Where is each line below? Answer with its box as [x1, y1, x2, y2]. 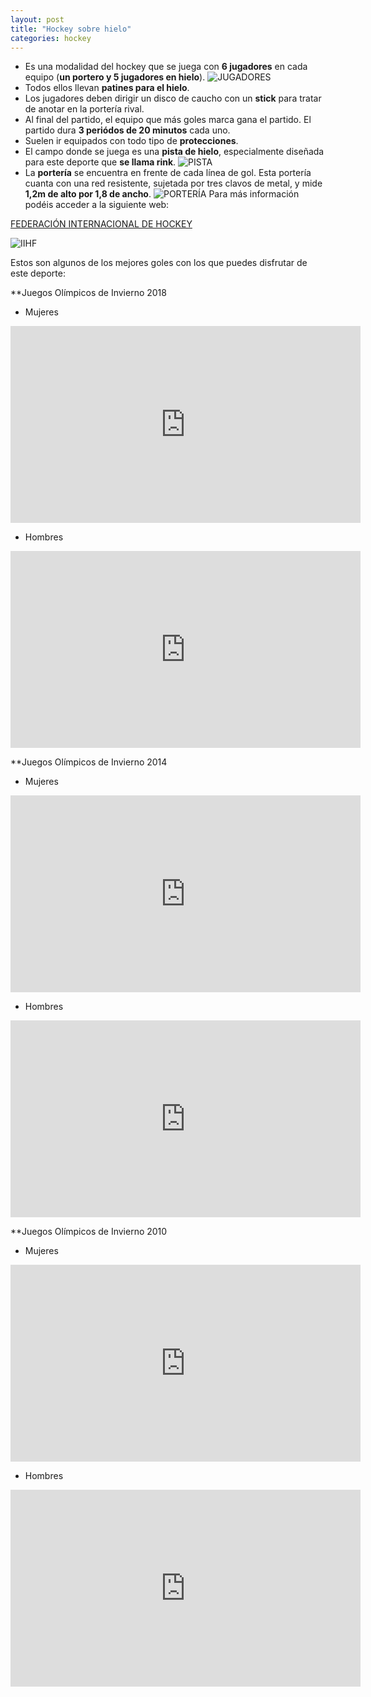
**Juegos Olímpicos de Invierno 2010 [10, 1226, 168, 1238]
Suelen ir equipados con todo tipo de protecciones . [24, 135, 239, 147]
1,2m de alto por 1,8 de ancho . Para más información [24, 188, 300, 200]
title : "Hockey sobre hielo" [10, 24, 132, 34]
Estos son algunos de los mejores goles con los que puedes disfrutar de [10, 257, 308, 269]
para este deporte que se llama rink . [24, 156, 177, 168]
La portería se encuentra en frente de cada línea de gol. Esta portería [24, 167, 312, 179]
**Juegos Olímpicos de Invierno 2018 [10, 287, 167, 299]
